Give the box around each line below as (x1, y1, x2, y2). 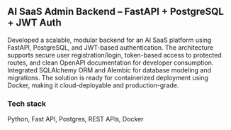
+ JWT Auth (7, 17, 62, 29)
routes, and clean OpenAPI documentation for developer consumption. (7, 58, 214, 67)
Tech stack (7, 99, 46, 109)
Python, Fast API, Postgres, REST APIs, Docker (7, 115, 144, 124)
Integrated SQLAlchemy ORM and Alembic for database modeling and (7, 65, 211, 74)
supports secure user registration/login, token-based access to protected (7, 50, 222, 59)
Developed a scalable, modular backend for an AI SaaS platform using (7, 36, 212, 44)
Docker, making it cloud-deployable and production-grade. (7, 81, 179, 90)
